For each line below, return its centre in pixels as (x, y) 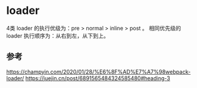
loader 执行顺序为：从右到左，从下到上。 (58, 36)
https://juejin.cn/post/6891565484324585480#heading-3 (98, 78)
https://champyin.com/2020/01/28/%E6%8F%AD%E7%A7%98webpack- (98, 72)
